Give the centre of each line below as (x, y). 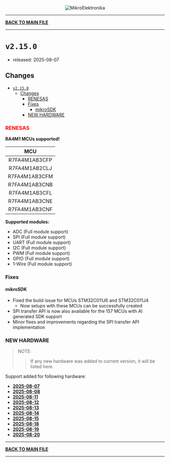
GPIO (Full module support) (41, 259)
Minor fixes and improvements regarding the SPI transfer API (76, 322)
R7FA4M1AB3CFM (30, 176)
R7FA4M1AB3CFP (30, 160)
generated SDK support (37, 317)
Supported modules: (27, 222)
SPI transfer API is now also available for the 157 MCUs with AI (77, 311)
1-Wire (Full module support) (42, 264)
